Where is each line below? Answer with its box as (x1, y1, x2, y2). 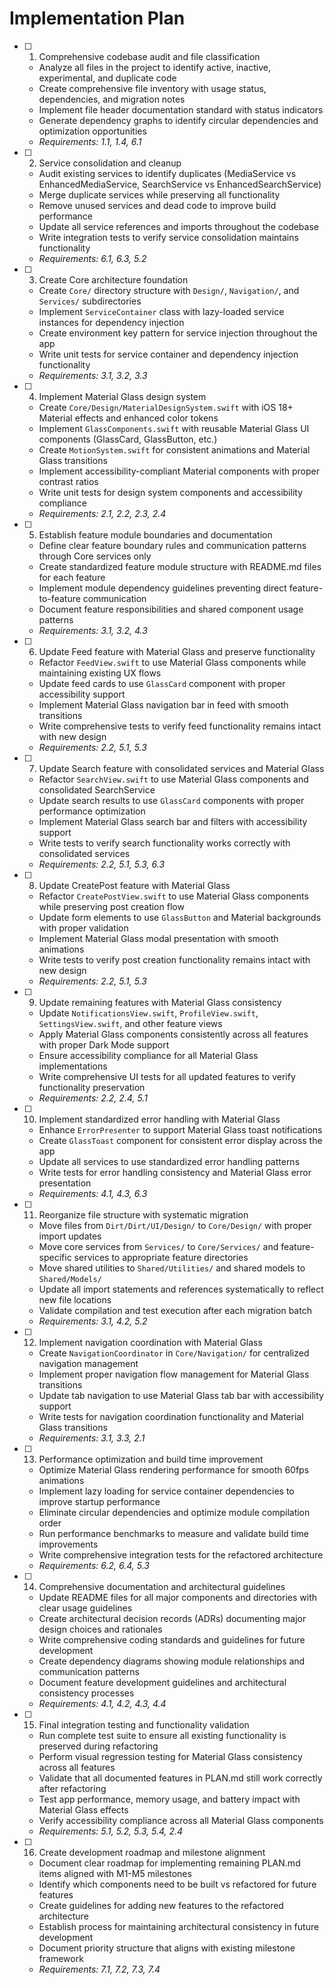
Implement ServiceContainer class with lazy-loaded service (38, 305, 285, 317)
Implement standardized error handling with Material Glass (38, 1113, 281, 1125)
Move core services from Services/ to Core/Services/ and (38, 1240, 279, 1252)
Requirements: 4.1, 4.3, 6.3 (38, 1187, 148, 1199)
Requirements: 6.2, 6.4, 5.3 (38, 1559, 150, 1571)
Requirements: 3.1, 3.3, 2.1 (38, 1432, 146, 1444)
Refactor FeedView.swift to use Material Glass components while (38, 656, 307, 668)
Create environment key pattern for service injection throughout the (38, 327, 318, 339)
